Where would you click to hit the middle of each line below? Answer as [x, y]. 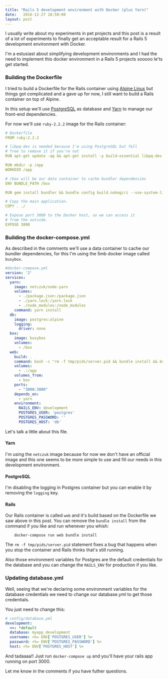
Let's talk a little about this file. [37, 431]
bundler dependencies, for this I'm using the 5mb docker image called [77, 254]
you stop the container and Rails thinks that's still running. [65, 550]
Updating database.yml [34, 578]
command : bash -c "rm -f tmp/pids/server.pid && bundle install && [86, 362]
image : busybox [30, 338]
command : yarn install [38, 310]
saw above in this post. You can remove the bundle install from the [76, 521]
